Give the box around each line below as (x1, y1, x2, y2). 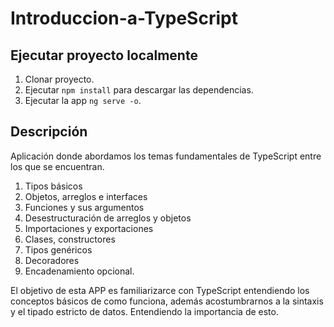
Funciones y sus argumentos (24, 201, 145, 213)
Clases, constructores (24, 233, 116, 245)
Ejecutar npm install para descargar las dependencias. (24, 84, 254, 96)
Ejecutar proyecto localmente (10, 47, 198, 64)
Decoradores (24, 254, 80, 266)
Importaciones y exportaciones (24, 222, 154, 234)
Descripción (10, 123, 88, 141)
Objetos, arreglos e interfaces (24, 190, 148, 202)
